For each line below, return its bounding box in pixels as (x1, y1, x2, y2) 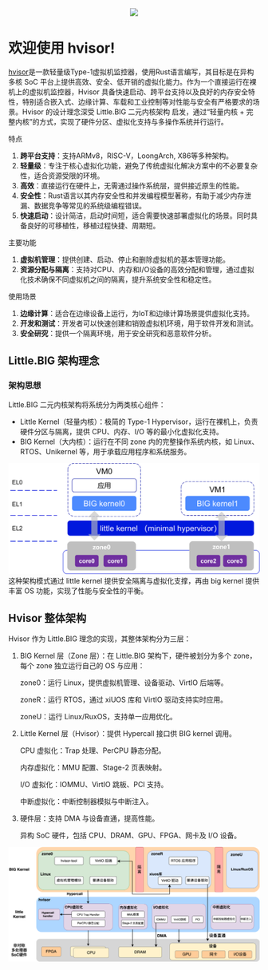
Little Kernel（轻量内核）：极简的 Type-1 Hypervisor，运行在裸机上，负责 (19, 417, 258, 426)
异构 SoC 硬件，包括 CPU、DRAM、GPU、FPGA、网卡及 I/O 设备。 (19, 830, 242, 841)
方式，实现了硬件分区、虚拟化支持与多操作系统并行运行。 (39, 117, 229, 126)
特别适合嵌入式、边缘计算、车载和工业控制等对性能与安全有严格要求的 (22, 97, 253, 106)
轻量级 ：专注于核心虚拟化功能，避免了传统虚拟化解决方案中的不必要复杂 (19, 160, 258, 170)
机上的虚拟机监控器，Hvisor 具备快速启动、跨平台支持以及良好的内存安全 (8, 87, 249, 97)
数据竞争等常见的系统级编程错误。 (33, 200, 146, 210)
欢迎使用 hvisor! (8, 39, 116, 57)
